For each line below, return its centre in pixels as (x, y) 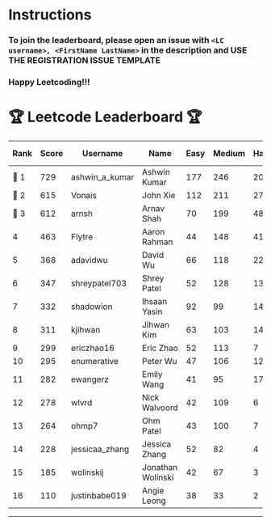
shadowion (92, 307)
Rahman (158, 242)
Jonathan (160, 467)
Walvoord (161, 408)
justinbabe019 (99, 495)
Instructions (50, 15)
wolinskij (88, 472)
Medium (229, 153)
